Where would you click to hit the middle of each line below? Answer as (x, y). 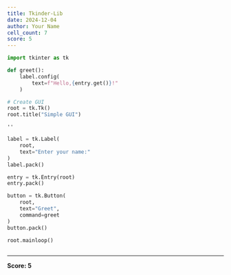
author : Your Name (33, 26)
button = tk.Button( (37, 196)
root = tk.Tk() (29, 108)
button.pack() (27, 228)
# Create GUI (26, 102)
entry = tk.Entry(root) (41, 177)
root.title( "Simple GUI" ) (44, 115)
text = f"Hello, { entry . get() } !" (75, 83)
